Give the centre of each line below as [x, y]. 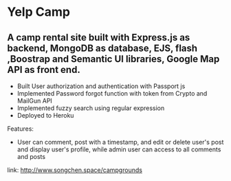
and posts [31, 157]
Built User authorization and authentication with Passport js [101, 86]
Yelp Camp [39, 12]
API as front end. [44, 70]
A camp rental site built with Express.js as [99, 38]
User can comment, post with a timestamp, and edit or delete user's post [120, 142]
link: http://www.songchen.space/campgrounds [75, 170]
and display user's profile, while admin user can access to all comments [119, 149]
